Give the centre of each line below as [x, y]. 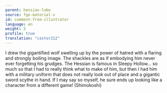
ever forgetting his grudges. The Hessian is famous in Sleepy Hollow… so [81, 64]
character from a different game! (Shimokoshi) [54, 85]
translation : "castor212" [32, 39]
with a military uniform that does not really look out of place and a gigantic [83, 74]
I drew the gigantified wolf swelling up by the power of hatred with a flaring [83, 53]
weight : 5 [16, 29]
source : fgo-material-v [30, 15]
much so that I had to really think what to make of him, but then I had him [81, 69]
